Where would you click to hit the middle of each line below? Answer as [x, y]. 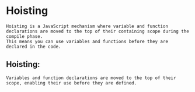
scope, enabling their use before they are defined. [72, 83]
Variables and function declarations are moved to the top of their [91, 78]
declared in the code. [34, 47]
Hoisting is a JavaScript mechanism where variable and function [87, 26]
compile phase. [25, 36]
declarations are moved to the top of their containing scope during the [98, 31]
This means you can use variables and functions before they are [87, 41]
